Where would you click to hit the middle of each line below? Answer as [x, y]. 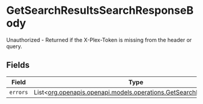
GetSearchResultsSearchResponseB [100, 11]
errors [19, 92]
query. [14, 46]
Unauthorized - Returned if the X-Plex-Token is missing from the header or [99, 40]
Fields [18, 65]
